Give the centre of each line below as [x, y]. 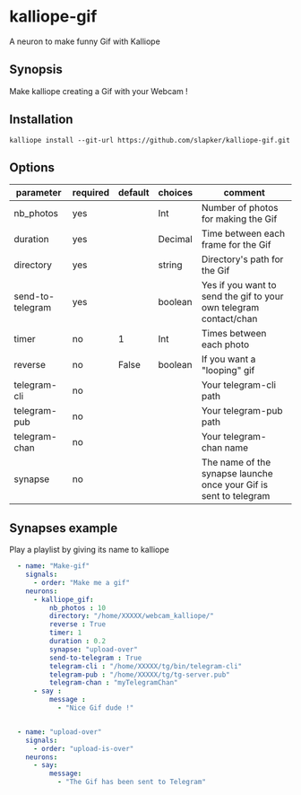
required [91, 193]
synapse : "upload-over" [94, 649]
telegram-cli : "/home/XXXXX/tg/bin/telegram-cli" [146, 666]
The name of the [236, 462]
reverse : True [77, 625]
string [170, 265]
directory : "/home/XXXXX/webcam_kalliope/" [132, 616]
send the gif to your [242, 296]
